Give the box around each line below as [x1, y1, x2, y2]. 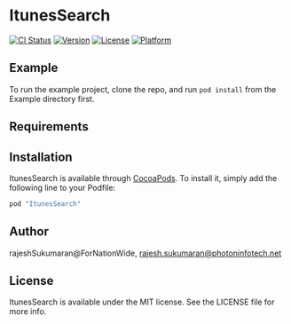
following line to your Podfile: [9, 182, 116, 193]
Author [9, 224, 49, 240]
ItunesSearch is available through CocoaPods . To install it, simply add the [9, 172, 278, 183]
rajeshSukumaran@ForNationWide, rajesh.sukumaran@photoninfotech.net [9, 248, 282, 258]
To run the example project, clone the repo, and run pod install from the [9, 83, 277, 94]
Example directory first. [9, 93, 95, 104]
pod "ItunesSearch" [9, 199, 82, 209]
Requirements [9, 119, 89, 134]
